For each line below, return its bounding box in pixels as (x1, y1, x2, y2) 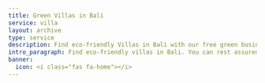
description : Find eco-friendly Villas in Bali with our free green (8, 41, 238, 49)
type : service (8, 33, 55, 42)
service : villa (8, 19, 58, 27)
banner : (8, 56, 34, 64)
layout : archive (8, 26, 62, 34)
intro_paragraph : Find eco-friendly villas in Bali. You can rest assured (8, 48, 259, 56)
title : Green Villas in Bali (8, 11, 104, 20)
